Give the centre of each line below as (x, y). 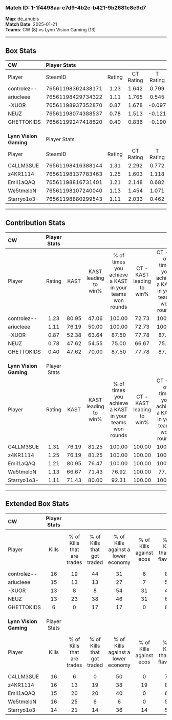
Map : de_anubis (22, 19)
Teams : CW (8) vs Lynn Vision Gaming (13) (51, 30)
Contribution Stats (35, 223)
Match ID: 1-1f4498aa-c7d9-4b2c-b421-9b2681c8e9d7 (76, 8)
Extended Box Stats (37, 504)
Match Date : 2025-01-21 (31, 24)
